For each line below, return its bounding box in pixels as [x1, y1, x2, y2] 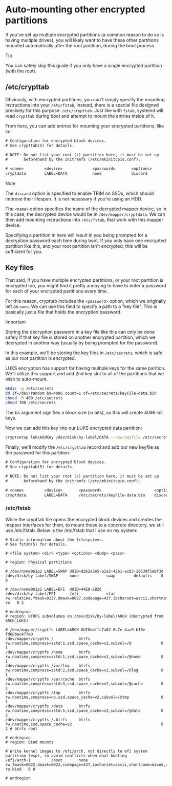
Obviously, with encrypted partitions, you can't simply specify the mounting [5, 96, 165, 102]
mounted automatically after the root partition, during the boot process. [5, 42, 156, 48]
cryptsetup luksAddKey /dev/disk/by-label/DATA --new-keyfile [5, 435, 141, 440]
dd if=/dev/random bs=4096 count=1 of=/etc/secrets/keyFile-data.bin [5, 391, 157, 396]
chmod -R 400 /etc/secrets [5, 395, 63, 400]
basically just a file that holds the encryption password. [5, 308, 122, 315]
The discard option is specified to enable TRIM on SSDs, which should [5, 190, 154, 196]
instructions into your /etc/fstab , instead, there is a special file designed [5, 102, 159, 108]
